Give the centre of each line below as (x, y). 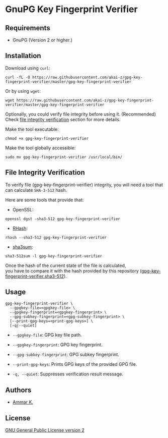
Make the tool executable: (32, 129)
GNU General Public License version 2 (45, 430)
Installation (23, 56)
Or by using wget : (23, 91)
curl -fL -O (18, 77)
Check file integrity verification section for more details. (63, 119)
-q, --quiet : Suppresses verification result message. (68, 374)
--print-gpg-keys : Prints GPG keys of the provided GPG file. (75, 364)
